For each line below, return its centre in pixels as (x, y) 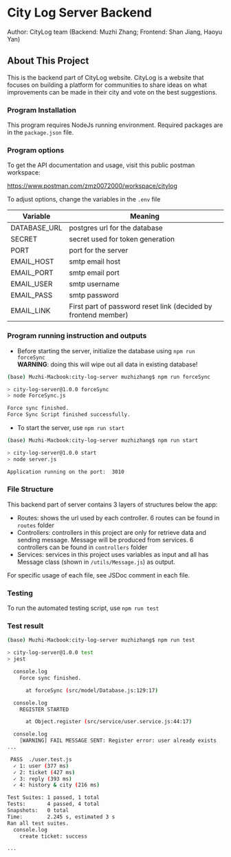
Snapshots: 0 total (38, 811)
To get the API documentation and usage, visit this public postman (101, 165)
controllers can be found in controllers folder (82, 547)
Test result (25, 626)
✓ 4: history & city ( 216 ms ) (56, 785)
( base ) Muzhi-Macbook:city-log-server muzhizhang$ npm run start (102, 441)
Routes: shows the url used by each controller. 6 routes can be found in (118, 518)
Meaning (145, 217)
